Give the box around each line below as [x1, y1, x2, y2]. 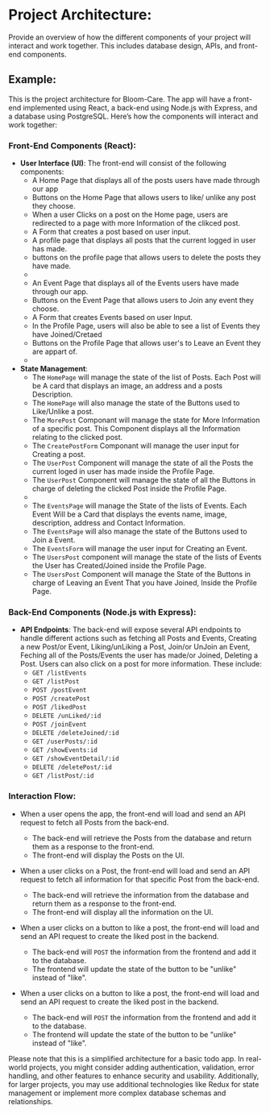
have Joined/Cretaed [31, 330, 102, 339]
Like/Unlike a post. [31, 407, 94, 417]
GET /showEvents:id [31, 746, 98, 754]
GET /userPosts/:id [31, 737, 98, 746]
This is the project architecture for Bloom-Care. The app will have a [8, 94, 232, 104]
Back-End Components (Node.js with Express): [8, 606, 197, 617]
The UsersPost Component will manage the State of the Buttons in [31, 570, 251, 579]
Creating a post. [31, 450, 86, 459]
